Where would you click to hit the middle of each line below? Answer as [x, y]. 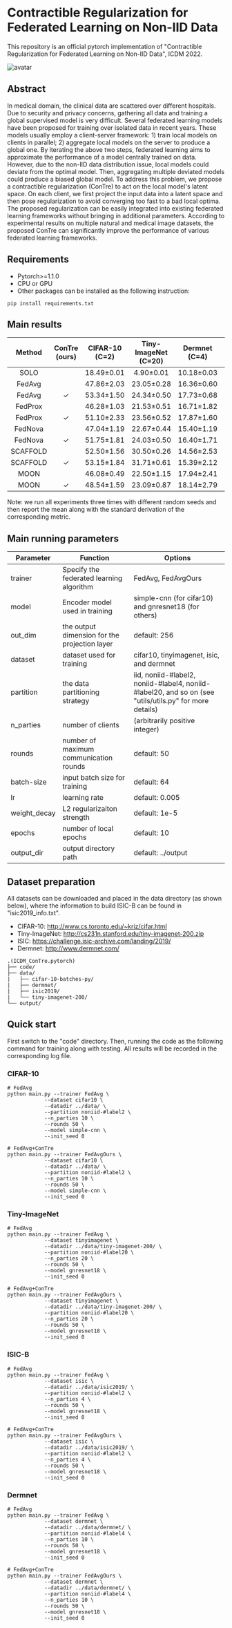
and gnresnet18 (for [166, 607]
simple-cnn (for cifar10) [174, 598]
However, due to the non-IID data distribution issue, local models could [108, 164]
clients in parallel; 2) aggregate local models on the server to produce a [109, 142]
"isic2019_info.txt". [34, 913]
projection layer [87, 644]
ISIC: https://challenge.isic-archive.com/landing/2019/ [94, 941]
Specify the [81, 570]
